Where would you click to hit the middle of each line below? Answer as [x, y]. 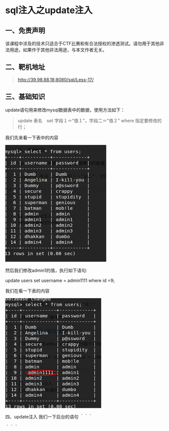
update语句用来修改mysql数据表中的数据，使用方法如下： [65, 110]
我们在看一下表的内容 [27, 291]
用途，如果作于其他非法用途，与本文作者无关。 [58, 50]
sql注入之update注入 [49, 10]
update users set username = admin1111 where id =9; [60, 280]
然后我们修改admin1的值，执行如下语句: [46, 270]
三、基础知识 [25, 97]
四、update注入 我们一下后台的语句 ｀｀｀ [49, 416]
